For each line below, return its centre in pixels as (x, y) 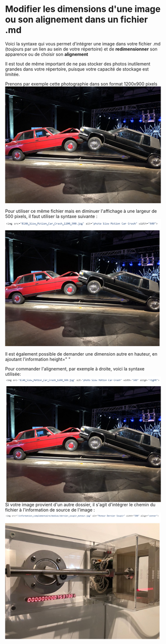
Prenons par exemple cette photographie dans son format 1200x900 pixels (81, 84)
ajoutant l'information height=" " (38, 359)
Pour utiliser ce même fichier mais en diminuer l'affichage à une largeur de (81, 211)
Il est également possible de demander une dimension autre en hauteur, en (81, 354)
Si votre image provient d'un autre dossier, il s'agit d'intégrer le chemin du (80, 504)
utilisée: (13, 374)
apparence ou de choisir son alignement (47, 54)
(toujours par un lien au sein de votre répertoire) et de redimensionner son (81, 49)
